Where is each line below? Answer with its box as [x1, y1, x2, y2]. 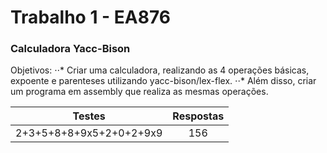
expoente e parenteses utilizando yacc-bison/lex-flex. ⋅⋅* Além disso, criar [10, 75, 317, 87]
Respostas [172, 109, 225, 123]
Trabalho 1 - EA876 [10, 6, 171, 29]
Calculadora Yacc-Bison [10, 42, 131, 56]
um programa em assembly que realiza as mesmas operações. [10, 86, 269, 98]
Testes [72, 109, 106, 123]
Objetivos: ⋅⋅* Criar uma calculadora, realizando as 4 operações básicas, [10, 64, 310, 76]
